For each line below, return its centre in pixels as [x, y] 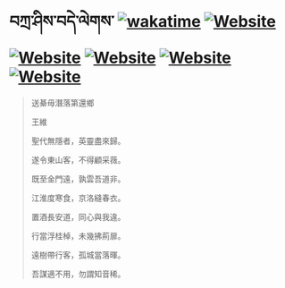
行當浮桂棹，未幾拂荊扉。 [78, 235]
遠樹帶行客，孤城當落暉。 [78, 255]
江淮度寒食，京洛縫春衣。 [78, 198]
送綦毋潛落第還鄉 [63, 103]
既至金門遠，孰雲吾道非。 [78, 179]
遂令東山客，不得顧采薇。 [78, 159]
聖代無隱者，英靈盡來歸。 [78, 140]
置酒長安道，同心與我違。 [78, 216]
